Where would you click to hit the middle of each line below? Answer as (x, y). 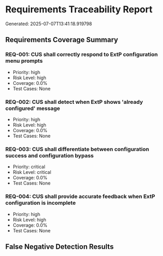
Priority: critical (29, 167)
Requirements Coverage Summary (62, 40)
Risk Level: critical (32, 172)
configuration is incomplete (41, 203)
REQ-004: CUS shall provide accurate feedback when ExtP (80, 196)
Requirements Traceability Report (79, 10)
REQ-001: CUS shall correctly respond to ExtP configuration (81, 54)
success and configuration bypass (50, 155)
